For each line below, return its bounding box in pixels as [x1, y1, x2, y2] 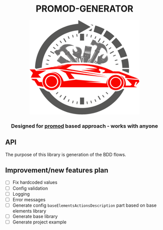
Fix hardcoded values [12, 180, 58, 186]
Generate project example [12, 219, 67, 225]
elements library [12, 208, 46, 214]
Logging [12, 191, 30, 197]
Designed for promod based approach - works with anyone [11, 122, 158, 129]
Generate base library [12, 213, 58, 219]
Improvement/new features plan [5, 166, 109, 175]
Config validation [12, 185, 48, 191]
